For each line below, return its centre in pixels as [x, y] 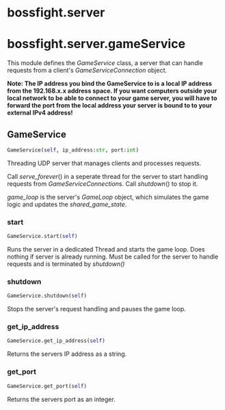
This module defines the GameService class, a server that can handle [105, 63]
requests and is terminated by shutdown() [66, 264]
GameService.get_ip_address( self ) [56, 341]
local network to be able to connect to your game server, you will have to [112, 98]
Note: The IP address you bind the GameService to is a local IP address [109, 84]
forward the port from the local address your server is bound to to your [110, 106]
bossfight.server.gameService [96, 44]
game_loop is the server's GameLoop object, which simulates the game [108, 197]
